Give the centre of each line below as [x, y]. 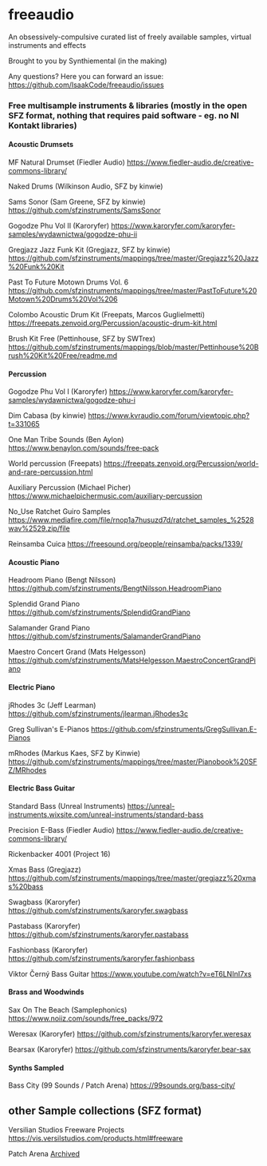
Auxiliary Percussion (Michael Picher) [70, 487]
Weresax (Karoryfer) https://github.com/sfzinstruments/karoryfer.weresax [130, 1034]
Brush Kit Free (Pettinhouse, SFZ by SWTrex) [82, 339]
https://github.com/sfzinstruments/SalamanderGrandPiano [104, 636]
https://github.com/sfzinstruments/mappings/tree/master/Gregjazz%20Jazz [133, 258]
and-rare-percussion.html [51, 472]
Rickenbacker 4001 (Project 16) [59, 854]
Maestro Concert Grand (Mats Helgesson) [77, 652]
